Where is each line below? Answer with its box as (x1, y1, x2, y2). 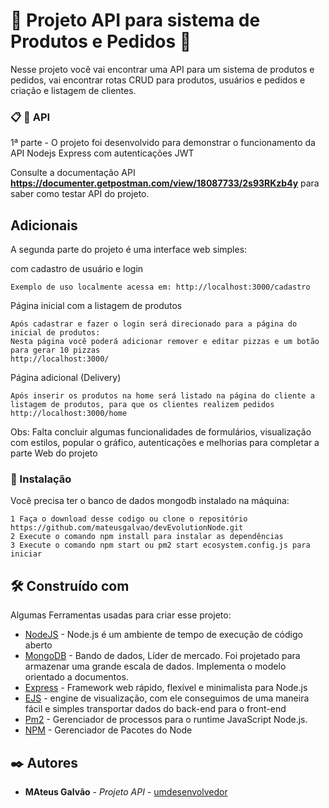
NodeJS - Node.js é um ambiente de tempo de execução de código (24, 629, 303, 641)
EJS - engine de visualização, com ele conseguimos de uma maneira (24, 692, 310, 704)
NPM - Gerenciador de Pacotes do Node (24, 724, 193, 736)
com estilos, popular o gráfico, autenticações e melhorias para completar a (10, 437, 320, 449)
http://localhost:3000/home (10, 409, 128, 419)
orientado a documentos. (24, 671, 129, 683)
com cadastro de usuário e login (10, 263, 144, 275)
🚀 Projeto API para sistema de (10, 9, 261, 32)
